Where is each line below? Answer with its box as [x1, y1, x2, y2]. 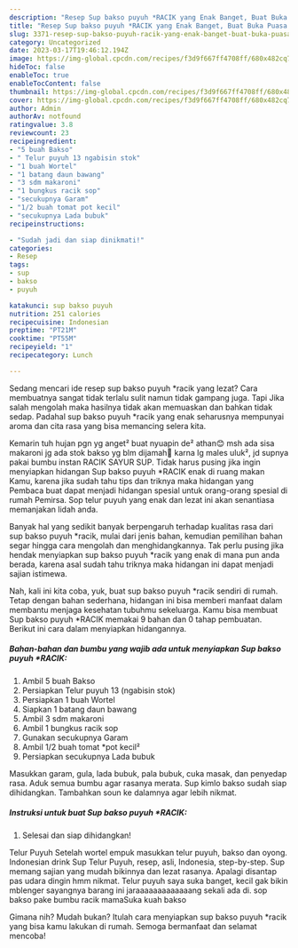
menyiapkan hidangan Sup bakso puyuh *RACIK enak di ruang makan [9, 466, 265, 476]
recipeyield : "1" [9, 343, 74, 352]
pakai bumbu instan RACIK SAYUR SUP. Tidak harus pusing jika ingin [9, 457, 262, 467]
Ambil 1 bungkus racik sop [21, 722, 119, 733]
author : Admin [9, 104, 62, 113]
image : [9, 54, 34, 63]
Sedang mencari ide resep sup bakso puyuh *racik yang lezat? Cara [9, 383, 258, 394]
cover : [9, 95, 34, 105]
